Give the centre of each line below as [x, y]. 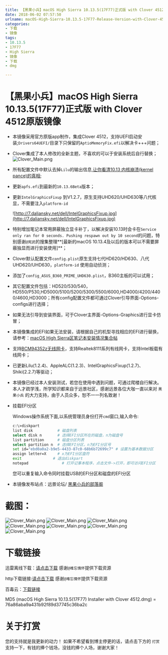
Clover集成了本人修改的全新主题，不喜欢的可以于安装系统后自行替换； [85, 154]
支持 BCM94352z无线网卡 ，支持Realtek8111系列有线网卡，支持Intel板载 [85, 349]
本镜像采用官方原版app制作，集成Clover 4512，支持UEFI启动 [75, 137]
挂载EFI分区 [24, 406]
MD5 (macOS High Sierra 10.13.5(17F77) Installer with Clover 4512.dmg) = [81, 599]
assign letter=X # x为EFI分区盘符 [51, 454]
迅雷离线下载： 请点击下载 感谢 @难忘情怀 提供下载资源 [58, 568]
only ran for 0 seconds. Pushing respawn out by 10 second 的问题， [84, 235]
